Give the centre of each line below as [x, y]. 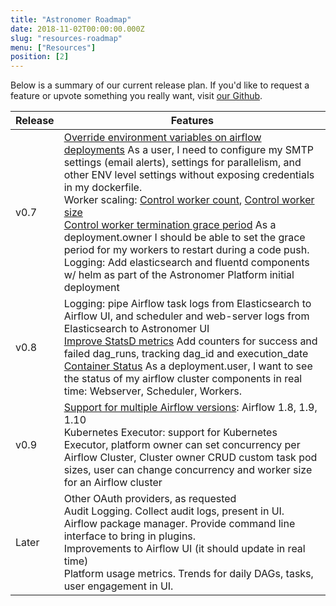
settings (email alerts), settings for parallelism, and [182, 163]
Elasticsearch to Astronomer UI [136, 329]
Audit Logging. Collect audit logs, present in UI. [174, 511]
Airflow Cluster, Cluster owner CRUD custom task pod [190, 458]
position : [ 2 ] [40, 57]
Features [192, 121]
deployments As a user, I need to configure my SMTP [188, 150]
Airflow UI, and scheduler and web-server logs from [186, 316]
